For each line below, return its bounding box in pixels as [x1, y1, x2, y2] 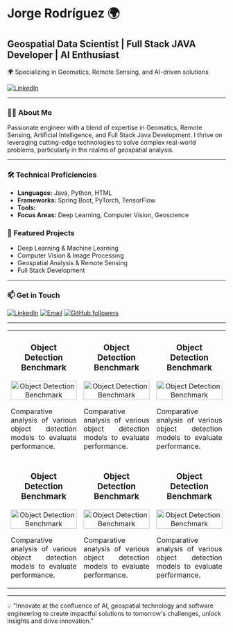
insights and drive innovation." [7, 617, 94, 625]
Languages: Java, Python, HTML [17, 189, 112, 197]
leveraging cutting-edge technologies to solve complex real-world [7, 139, 196, 147]
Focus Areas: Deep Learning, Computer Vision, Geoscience [17, 210, 189, 219]
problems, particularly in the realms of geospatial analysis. [7, 145, 175, 154]
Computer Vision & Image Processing [17, 251, 124, 260]
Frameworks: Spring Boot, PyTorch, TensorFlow [17, 196, 156, 204]
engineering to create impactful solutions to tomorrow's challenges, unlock [7, 610, 222, 618]
